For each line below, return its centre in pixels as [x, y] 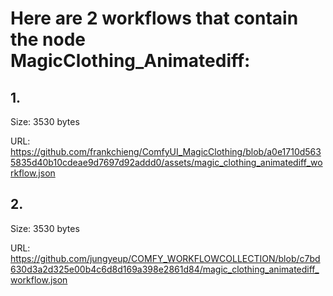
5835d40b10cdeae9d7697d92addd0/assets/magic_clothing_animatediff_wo [166, 162]
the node [48, 39]
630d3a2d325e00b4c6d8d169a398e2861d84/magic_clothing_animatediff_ [165, 269]
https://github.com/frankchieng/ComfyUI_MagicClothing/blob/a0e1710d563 [166, 151]
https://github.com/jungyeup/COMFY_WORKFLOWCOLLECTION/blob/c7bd [165, 258]
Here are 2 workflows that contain [154, 18]
